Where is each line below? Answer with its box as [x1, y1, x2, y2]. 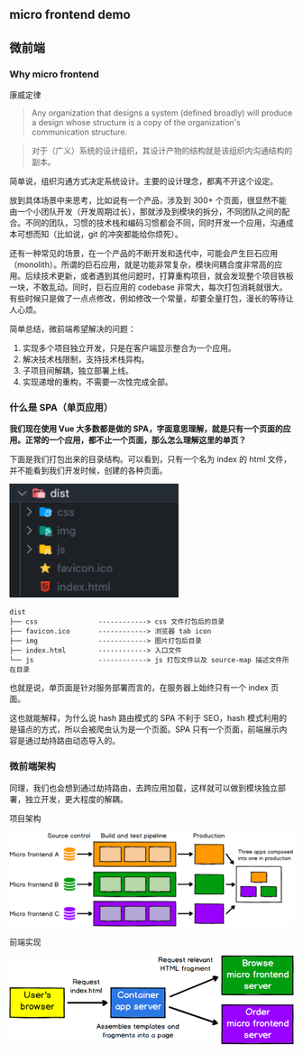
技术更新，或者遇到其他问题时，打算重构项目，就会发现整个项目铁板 [40, 271, 294, 282]
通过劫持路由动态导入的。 [24, 735, 120, 746]
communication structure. [31, 126, 128, 138]
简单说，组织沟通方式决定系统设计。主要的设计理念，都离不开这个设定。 [9, 176, 278, 187]
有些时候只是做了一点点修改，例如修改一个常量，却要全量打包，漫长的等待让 [9, 293, 294, 304]
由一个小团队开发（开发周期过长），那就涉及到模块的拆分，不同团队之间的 [9, 207, 282, 217]
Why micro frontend [9, 68, 99, 80]
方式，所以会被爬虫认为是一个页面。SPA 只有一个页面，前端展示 [40, 724, 280, 735]
